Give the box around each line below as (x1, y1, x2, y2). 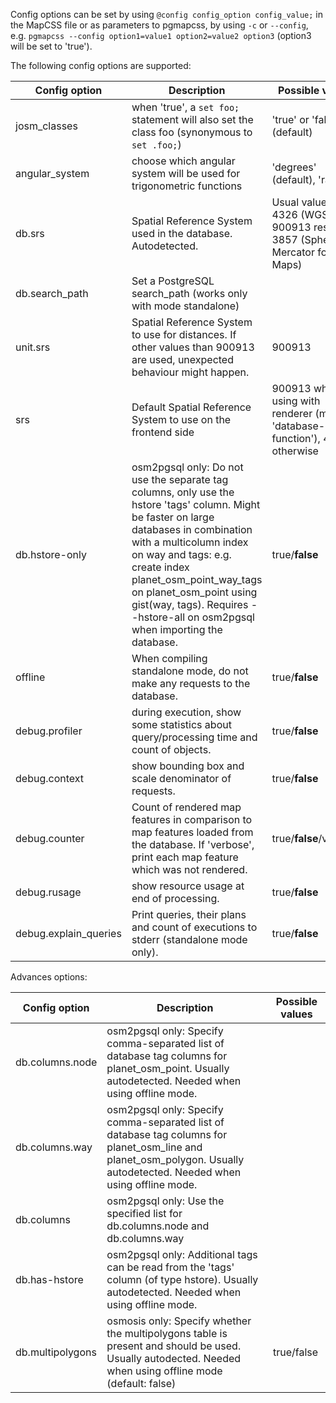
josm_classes (15, 119, 78, 133)
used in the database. (131, 227, 233, 240)
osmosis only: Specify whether (106, 1314, 252, 1328)
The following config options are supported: (10, 60, 192, 71)
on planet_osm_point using (131, 585, 258, 599)
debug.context (15, 772, 85, 785)
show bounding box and (131, 759, 245, 773)
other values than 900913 (131, 340, 255, 354)
